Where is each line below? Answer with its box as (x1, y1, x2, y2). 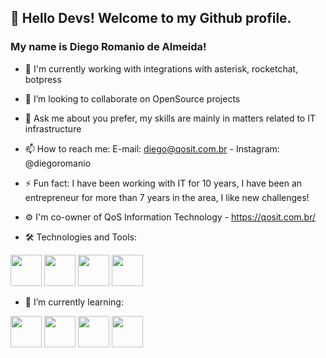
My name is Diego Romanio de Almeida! (10, 40, 207, 54)
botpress (24, 73, 62, 85)
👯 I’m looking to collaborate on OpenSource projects (24, 92, 241, 105)
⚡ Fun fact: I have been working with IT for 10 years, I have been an (24, 177, 303, 189)
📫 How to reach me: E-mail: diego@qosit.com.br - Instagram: (24, 142, 280, 155)
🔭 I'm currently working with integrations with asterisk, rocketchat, (24, 62, 299, 75)
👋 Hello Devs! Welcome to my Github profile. (10, 10, 292, 27)
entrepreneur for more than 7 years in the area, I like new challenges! (24, 191, 310, 203)
